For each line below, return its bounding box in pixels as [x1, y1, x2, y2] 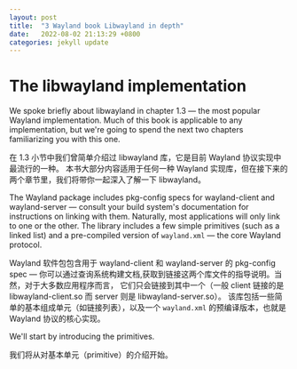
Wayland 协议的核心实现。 [9, 313, 106, 325]
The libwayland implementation [9, 76, 246, 96]
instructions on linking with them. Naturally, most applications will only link [9, 211, 281, 222]
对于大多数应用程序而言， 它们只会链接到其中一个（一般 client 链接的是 [24, 280, 285, 291]
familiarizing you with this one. [9, 134, 121, 145]
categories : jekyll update [9, 37, 109, 47]
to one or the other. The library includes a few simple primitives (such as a [9, 221, 280, 231]
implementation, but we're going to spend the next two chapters [9, 124, 244, 135]
